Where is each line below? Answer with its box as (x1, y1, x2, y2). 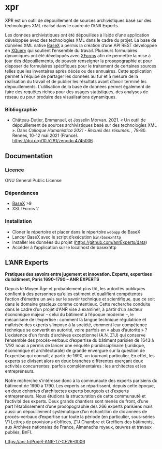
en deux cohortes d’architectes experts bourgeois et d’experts (5, 388, 129, 394)
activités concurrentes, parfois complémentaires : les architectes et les (5, 363, 147, 369)
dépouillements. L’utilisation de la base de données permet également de (5, 83, 151, 89)
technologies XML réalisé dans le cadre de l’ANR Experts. (5, 22, 119, 28)
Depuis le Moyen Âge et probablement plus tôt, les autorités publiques (5, 286, 146, 292)
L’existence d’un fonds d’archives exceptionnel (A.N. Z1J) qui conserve (5, 332, 146, 338)
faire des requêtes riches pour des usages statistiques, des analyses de (5, 89, 148, 95)
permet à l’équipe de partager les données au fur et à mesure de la (5, 73, 138, 79)
